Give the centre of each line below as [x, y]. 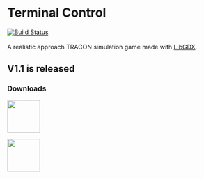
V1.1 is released [41, 69]
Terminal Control [57, 13]
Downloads [27, 88]
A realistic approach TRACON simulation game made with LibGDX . [102, 47]
